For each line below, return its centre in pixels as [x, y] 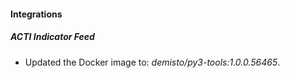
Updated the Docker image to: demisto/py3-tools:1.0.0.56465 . [152, 62]
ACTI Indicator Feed [52, 37]
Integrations [36, 14]
